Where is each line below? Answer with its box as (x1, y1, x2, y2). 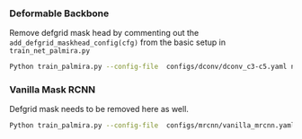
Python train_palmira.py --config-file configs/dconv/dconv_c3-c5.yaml (9, 62, 288, 72)
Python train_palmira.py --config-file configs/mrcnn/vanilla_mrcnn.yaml (9, 121, 296, 130)
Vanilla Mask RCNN (9, 83, 96, 96)
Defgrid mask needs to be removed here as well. (9, 104, 189, 115)
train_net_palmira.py (9, 47, 91, 56)
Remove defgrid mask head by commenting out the (9, 28, 200, 39)
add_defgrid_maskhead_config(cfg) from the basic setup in (9, 37, 226, 48)
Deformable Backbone (9, 7, 110, 20)
